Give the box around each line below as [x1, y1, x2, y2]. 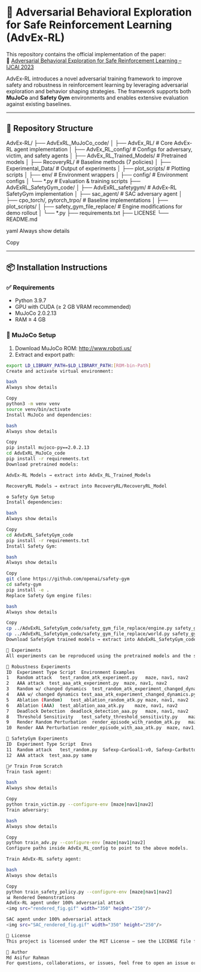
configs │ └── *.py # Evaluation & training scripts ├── [6, 177, 141, 184]
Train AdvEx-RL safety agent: [6, 856, 82, 862]
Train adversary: [6, 807, 50, 813]
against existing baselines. [6, 100, 72, 107]
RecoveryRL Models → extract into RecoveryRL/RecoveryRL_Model [6, 483, 167, 489]
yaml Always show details [6, 227, 70, 234]
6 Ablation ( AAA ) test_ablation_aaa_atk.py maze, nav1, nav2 [6, 703, 178, 709]
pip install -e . [6, 587, 50, 593]
